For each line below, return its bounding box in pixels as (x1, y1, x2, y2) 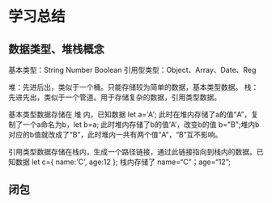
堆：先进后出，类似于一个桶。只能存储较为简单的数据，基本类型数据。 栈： (8, 82, 259, 91)
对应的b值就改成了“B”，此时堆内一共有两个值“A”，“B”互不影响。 (8, 130, 223, 139)
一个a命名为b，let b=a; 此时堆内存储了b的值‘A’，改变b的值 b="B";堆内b (22, 120, 260, 129)
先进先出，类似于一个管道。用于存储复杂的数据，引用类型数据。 (8, 92, 221, 102)
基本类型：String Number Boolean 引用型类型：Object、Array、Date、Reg (8, 66, 257, 74)
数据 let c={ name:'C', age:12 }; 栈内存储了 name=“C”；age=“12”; (15, 157, 231, 167)
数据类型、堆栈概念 (8, 42, 104, 56)
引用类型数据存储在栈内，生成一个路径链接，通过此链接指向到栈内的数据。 (8, 147, 257, 156)
